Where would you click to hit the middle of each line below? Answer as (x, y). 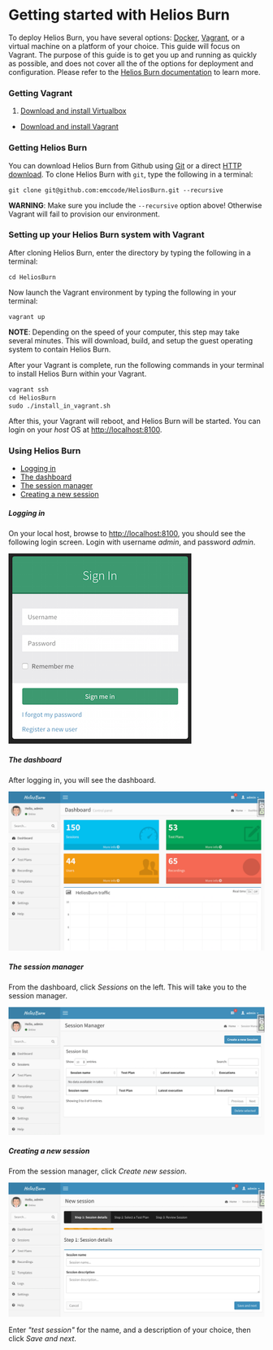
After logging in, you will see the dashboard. (82, 780)
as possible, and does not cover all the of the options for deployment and (131, 63)
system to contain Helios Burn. (60, 349)
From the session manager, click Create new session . (97, 1171)
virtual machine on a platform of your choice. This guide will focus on (124, 46)
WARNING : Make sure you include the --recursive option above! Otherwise (135, 205)
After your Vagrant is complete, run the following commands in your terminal (136, 365)
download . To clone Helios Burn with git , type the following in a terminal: (131, 174)
